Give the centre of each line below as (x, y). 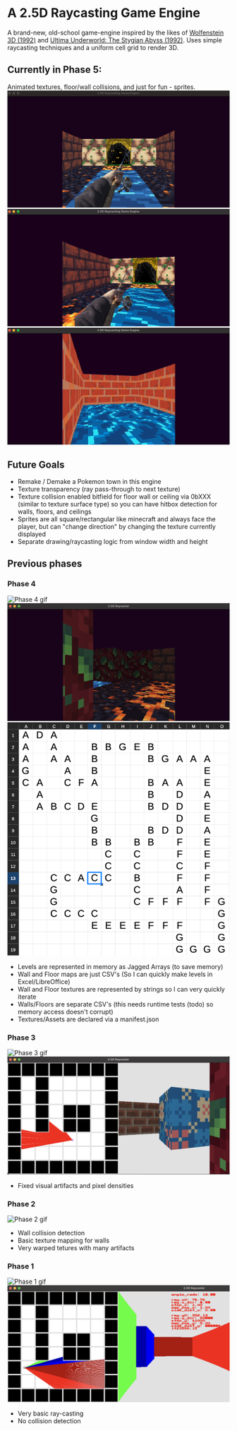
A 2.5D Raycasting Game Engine (104, 13)
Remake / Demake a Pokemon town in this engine (89, 482)
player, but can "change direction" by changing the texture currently (117, 527)
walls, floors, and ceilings (54, 512)
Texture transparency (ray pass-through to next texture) (99, 489)
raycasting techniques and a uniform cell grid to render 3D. (93, 47)
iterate (27, 997)
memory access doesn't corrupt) (66, 1012)
